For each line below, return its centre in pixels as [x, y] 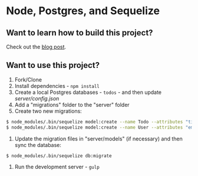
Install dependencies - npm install [57, 86]
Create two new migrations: [48, 111]
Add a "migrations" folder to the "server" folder [72, 105]
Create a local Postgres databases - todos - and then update [88, 92]
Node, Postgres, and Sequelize [83, 11]
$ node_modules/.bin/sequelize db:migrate [59, 156]
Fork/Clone [28, 79]
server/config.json [37, 98]
